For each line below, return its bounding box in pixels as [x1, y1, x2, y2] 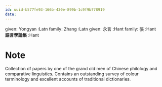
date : [5, 12, 16, 17]
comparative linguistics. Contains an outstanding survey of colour [5, 71, 139, 77]
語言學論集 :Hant [5, 32, 40, 38]
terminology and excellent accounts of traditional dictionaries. [5, 76, 131, 82]
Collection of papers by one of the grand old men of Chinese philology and [5, 66, 158, 72]
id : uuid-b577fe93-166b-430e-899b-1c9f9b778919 [5, 7, 105, 12]
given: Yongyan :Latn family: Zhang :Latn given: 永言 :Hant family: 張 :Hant [5, 26, 157, 32]
